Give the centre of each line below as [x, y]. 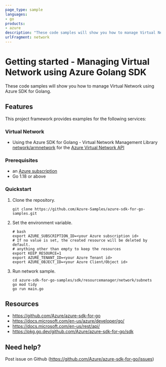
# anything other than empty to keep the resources [66, 249]
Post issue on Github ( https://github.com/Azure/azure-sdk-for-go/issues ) [80, 359]
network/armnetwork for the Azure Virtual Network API [68, 147]
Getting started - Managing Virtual [77, 62]
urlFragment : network [27, 38]
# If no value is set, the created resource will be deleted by [80, 240]
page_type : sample [24, 10]
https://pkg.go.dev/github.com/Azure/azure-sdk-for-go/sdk [73, 331]
